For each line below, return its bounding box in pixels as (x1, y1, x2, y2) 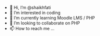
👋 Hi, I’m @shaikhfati (9, 5, 51, 10)
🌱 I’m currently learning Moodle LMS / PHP (9, 15, 95, 20)
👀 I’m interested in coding (9, 10, 61, 16)
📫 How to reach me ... (9, 26, 55, 31)
